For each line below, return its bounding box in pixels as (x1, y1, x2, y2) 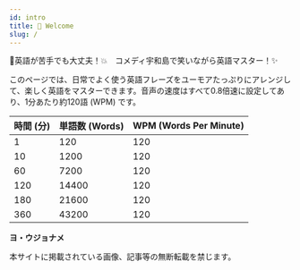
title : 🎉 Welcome (9, 21, 74, 30)
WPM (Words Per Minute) (133, 120, 244, 132)
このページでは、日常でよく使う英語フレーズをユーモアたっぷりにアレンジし (9, 74, 292, 85)
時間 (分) (13, 120, 51, 132)
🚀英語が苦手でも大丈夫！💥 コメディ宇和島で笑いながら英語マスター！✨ (9, 55, 279, 66)
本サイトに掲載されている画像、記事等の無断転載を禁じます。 (9, 251, 236, 262)
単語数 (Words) (58, 120, 124, 132)
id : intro (9, 13, 47, 22)
